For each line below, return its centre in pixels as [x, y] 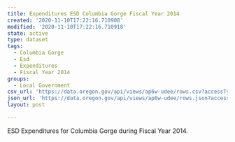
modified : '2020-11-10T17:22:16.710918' [67, 27]
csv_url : [20, 92]
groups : [19, 79]
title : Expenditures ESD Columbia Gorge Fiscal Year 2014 [93, 14]
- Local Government [42, 85]
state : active [28, 33]
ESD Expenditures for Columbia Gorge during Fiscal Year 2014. [98, 131]
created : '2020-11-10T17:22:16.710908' [65, 20]
